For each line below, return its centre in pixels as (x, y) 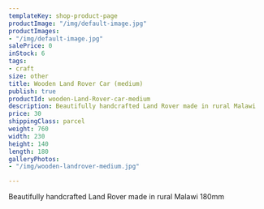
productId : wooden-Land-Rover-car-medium (80, 99)
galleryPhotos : (34, 159)
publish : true (32, 91)
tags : (17, 62)
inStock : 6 (27, 53)
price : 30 (25, 114)
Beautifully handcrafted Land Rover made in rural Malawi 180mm (117, 197)
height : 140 (28, 144)
